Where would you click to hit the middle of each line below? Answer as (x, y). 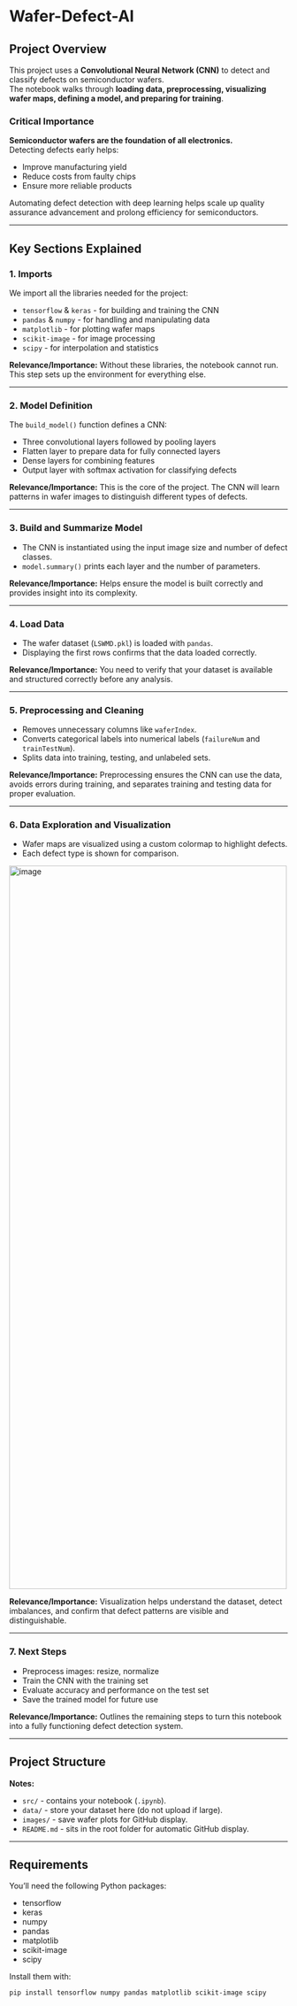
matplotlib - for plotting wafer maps (88, 328)
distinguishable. (38, 1620)
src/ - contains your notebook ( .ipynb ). (94, 1800)
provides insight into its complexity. (74, 592)
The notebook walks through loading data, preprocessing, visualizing (138, 89)
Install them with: (40, 1977)
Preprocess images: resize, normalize (90, 1671)
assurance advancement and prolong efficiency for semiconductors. (134, 212)
